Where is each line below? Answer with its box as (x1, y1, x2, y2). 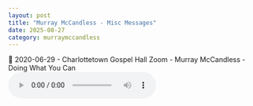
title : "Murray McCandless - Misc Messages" (8, 19, 157, 27)
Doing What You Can (8, 64, 76, 73)
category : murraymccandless (8, 33, 101, 42)
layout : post (8, 11, 51, 20)
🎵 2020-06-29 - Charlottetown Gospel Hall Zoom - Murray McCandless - (8, 55, 246, 64)
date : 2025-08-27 (8, 26, 65, 34)
